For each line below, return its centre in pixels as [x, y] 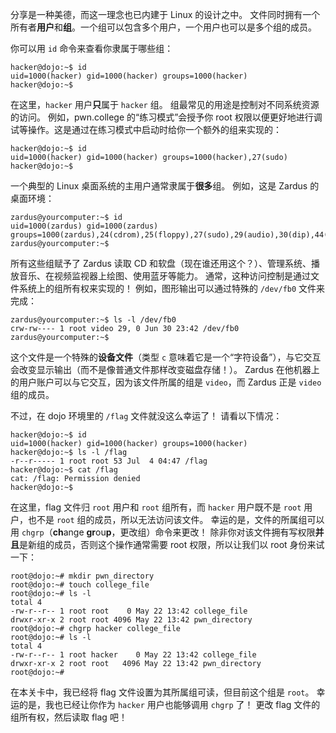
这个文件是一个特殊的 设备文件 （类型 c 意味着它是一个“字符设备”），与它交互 [166, 357]
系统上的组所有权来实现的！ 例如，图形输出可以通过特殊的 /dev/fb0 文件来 [172, 288]
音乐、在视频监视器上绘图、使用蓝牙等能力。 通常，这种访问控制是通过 [164, 276]
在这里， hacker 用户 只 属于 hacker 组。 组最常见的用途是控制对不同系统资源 [165, 104]
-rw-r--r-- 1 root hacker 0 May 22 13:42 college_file [133, 655]
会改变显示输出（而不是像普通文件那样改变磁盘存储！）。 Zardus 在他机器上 [165, 369]
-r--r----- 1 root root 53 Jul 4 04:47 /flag [109, 461]
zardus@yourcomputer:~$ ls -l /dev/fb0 [93, 320]
